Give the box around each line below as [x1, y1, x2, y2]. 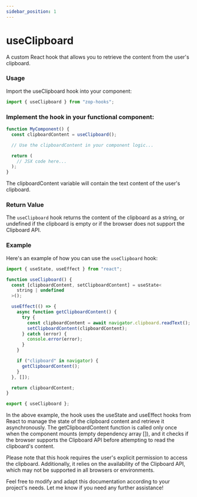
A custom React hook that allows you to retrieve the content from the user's [6, 53, 189, 61]
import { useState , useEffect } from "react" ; [6, 266, 122, 272]
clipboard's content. [6, 443, 55, 450]
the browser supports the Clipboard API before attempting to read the [6, 436, 175, 444]
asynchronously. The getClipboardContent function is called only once [6, 424, 178, 431]
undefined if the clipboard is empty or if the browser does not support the [6, 220, 185, 227]
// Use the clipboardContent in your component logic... [11, 142, 154, 148]
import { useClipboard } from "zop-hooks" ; [6, 99, 115, 105]
